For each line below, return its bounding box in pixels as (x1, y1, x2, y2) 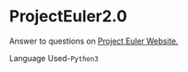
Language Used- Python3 (9, 52, 99, 63)
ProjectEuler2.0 (9, 6, 128, 27)
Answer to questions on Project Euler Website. (9, 36, 179, 46)
